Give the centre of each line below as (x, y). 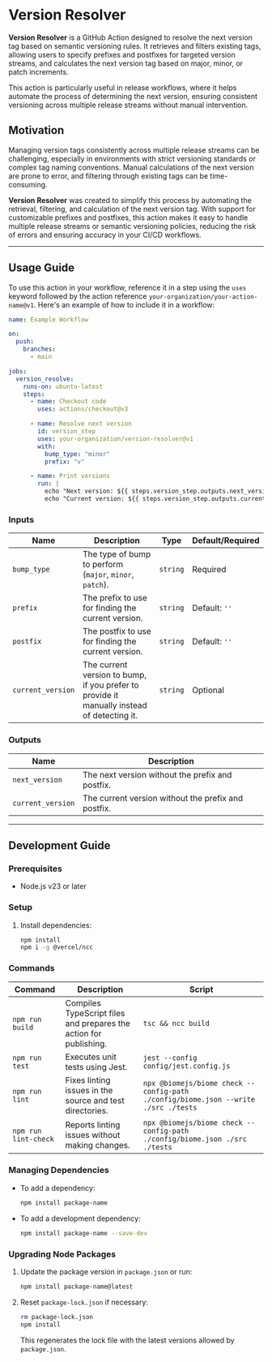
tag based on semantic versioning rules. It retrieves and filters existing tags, (135, 45)
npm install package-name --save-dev (84, 1233)
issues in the (89, 1090)
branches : (40, 349)
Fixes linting (88, 1080)
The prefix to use (115, 598)
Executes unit (91, 1057)
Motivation (36, 130)
